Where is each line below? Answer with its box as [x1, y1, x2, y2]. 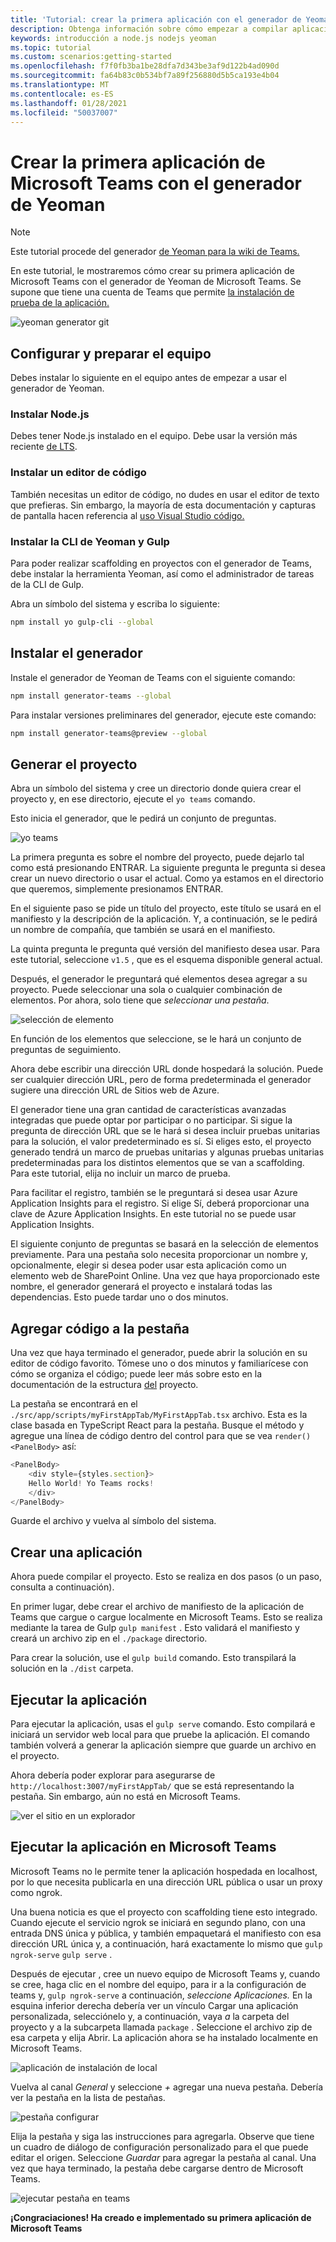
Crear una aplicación [10, 1544, 143, 1561]
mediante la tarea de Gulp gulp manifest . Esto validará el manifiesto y [10, 1622, 300, 1634]
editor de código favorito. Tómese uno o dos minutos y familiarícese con [10, 1357, 309, 1370]
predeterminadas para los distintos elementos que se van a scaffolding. [10, 1157, 305, 1169]
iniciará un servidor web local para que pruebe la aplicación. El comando [10, 1729, 310, 1741]
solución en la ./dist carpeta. [10, 1662, 134, 1675]
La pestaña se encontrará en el [10, 1398, 138, 1410]
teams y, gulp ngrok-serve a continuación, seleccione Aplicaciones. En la [10, 1989, 313, 2001]
